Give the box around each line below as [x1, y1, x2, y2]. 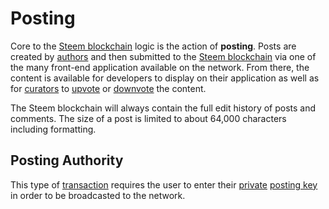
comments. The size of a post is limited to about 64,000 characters [10, 112, 287, 124]
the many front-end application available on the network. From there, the [10, 61, 310, 73]
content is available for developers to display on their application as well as [10, 72, 320, 84]
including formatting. [10, 123, 97, 135]
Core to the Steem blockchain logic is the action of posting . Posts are [10, 40, 297, 52]
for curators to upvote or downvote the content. [10, 82, 207, 94]
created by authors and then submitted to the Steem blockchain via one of [10, 50, 317, 62]
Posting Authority [10, 152, 124, 169]
